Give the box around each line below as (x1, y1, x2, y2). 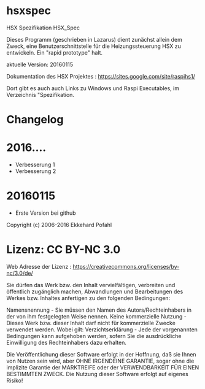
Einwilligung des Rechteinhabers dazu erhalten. (6, 339, 127, 346)
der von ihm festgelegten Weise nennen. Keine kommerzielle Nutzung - (6, 312, 187, 320)
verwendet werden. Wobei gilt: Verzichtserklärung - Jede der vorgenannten (6, 326, 198, 333)
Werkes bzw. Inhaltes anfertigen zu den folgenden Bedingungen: (6, 294, 171, 301)
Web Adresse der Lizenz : (6, 263, 72, 270)
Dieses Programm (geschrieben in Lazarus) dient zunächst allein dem (6, 36, 182, 43)
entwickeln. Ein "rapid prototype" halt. (6, 48, 103, 56)
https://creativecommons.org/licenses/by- (72, 263, 180, 270)
